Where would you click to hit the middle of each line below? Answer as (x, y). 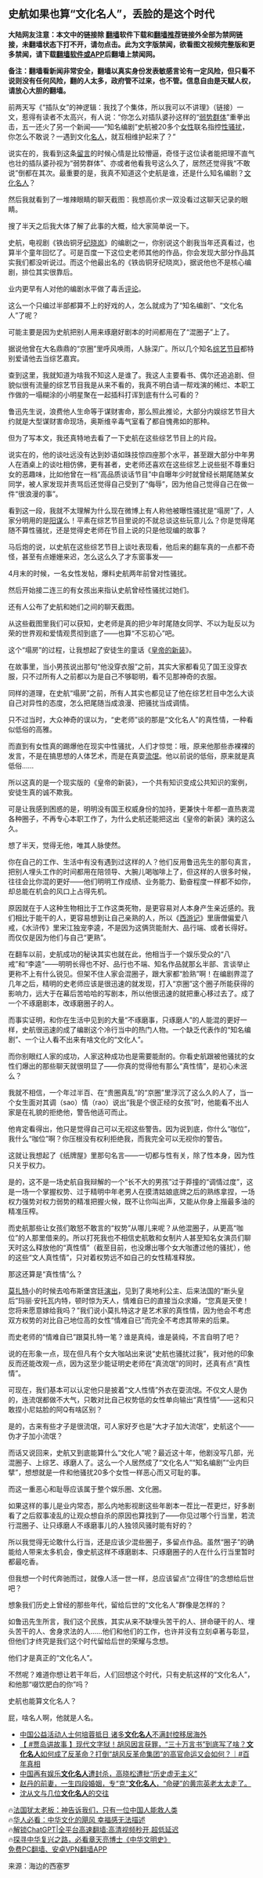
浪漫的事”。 (43, 494)
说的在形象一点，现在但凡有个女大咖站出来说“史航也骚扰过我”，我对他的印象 (131, 1354)
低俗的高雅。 (35, 729)
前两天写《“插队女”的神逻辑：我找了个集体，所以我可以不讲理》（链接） (122, 107)
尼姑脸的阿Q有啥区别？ (66, 1409)
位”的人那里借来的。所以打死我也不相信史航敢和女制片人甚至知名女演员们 (126, 1237)
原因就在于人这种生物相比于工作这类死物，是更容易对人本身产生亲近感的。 (128, 908)
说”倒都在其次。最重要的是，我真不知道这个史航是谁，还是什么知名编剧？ (126, 173)
